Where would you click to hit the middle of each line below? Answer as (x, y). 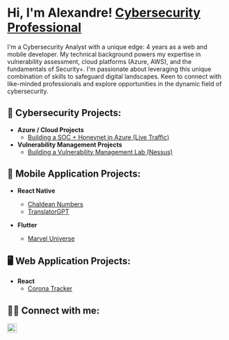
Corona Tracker (50, 289)
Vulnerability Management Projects (70, 145)
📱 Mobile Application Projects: (74, 174)
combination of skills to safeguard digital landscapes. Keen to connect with (114, 76)
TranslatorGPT (48, 211)
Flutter (27, 225)
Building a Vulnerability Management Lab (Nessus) (100, 152)
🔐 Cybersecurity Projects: (64, 113)
